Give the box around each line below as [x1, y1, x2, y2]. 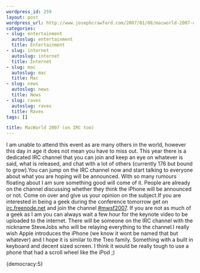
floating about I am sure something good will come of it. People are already [6, 179, 190, 187]
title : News [11, 92, 42, 98]
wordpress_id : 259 [6, 8, 52, 15]
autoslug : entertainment [11, 36, 73, 42]
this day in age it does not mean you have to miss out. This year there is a [6, 147, 186, 155]
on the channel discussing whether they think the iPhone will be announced [6, 185, 192, 193]
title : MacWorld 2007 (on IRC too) [6, 125, 95, 131]
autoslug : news [11, 86, 49, 92]
